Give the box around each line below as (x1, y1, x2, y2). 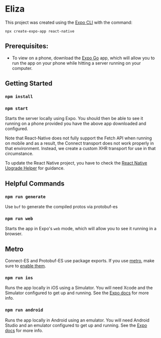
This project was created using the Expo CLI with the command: (5, 19, 132, 25)
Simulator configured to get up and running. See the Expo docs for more (5, 290, 149, 296)
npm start (5, 105, 28, 111)
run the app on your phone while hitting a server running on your (12, 60, 141, 66)
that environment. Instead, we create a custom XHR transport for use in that (5, 146, 156, 152)
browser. (5, 231, 23, 237)
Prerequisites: (5, 42, 48, 51)
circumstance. (5, 151, 34, 156)
